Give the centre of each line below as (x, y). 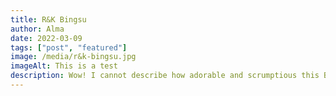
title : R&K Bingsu (48, 19)
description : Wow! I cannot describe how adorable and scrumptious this (165, 76)
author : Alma (37, 29)
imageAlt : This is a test (64, 66)
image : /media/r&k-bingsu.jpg (73, 57)
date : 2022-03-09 (46, 38)
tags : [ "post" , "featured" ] (69, 47)
